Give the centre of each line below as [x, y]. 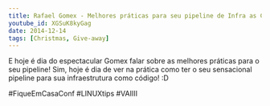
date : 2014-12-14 [37, 31]
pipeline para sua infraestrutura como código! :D [88, 78]
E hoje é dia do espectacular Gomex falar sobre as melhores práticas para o [134, 61]
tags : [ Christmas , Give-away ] [59, 38]
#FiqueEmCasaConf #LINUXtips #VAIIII [73, 94]
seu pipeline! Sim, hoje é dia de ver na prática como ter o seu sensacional [130, 70]
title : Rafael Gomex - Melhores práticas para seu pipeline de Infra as [133, 16]
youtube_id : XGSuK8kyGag [50, 23]
